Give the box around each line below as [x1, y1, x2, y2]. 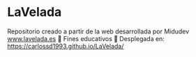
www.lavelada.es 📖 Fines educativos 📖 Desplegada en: [7, 34, 165, 42]
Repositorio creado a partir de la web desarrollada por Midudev [7, 27, 190, 35]
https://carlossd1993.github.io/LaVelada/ [7, 42, 124, 50]
